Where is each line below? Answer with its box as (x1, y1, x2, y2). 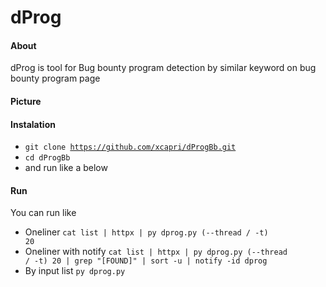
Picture (10, 95, 42, 107)
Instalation (10, 118, 56, 130)
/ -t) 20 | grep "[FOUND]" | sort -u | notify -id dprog (24, 256, 268, 266)
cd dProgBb (24, 153, 71, 163)
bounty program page (10, 72, 101, 85)
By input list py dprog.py (24, 265, 126, 277)
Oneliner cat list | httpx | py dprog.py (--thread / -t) (24, 226, 269, 238)
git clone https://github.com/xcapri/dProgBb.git (24, 142, 237, 153)
